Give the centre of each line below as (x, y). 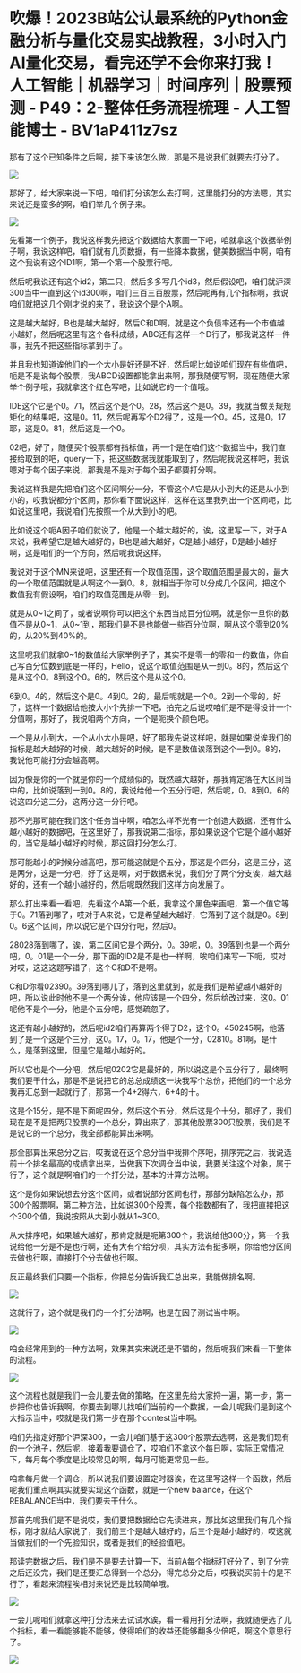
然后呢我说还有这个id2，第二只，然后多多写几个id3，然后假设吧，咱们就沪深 (150, 281)
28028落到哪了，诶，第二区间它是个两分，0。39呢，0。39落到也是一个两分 (150, 945)
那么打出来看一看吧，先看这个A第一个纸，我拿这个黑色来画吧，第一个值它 (146, 903)
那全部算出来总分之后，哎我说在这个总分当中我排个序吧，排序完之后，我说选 (150, 1152)
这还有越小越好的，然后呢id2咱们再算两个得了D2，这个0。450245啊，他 (143, 1027)
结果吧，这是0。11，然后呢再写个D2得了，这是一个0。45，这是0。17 (159, 417)
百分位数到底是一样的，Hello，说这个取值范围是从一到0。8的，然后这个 (157, 665)
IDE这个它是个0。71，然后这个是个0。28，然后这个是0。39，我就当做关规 (146, 405)
